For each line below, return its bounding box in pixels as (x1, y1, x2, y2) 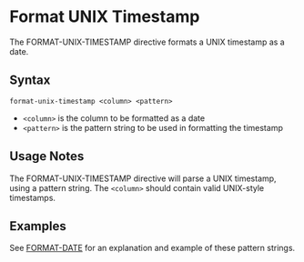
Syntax (9, 73, 51, 88)
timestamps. (9, 192, 56, 203)
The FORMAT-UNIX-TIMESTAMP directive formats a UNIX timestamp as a (9, 36, 285, 47)
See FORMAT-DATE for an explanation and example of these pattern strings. (9, 243, 296, 254)
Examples (9, 218, 66, 234)
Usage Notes (9, 148, 85, 165)
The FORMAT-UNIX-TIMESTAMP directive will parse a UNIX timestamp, (9, 173, 277, 184)
